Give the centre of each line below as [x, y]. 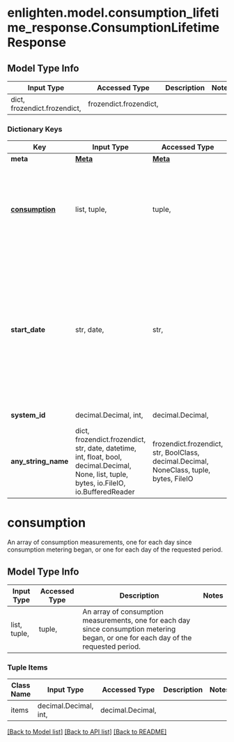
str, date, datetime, [106, 448]
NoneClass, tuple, [181, 470]
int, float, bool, [99, 457]
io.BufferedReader [105, 492]
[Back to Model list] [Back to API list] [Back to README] [87, 732]
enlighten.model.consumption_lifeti [113, 13]
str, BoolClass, [176, 453]
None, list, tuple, [102, 474]
